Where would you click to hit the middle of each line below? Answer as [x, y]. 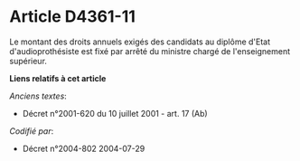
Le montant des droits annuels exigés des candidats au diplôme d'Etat [140, 42]
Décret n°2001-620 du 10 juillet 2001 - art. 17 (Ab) [115, 113]
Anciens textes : [38, 96]
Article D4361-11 [72, 17]
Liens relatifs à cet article [58, 78]
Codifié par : [32, 131]
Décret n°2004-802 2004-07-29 [84, 148]
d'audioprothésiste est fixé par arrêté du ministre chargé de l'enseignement [150, 51]
